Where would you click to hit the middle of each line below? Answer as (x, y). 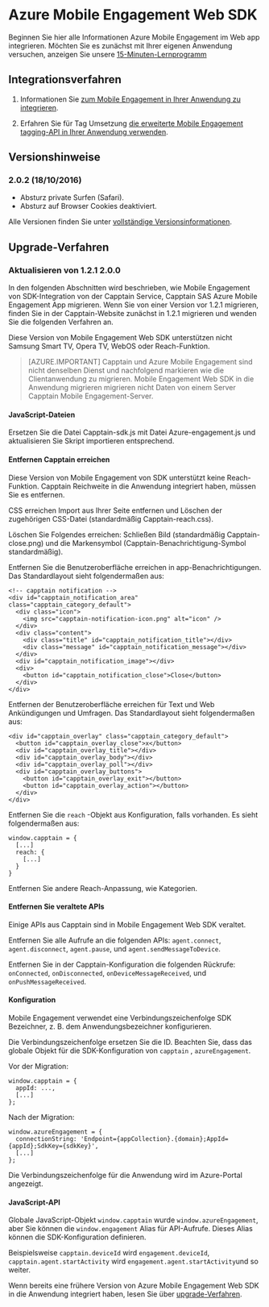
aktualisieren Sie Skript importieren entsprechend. (91, 441)
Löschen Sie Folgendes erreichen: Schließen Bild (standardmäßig (117, 535)
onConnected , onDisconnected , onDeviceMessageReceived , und (108, 972)
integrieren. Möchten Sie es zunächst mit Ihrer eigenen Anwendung (120, 45)
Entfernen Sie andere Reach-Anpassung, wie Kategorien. (103, 888)
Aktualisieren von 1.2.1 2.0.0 (64, 270)
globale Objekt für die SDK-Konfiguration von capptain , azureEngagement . (130, 1051)
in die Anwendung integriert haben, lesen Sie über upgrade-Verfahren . (126, 1294)
